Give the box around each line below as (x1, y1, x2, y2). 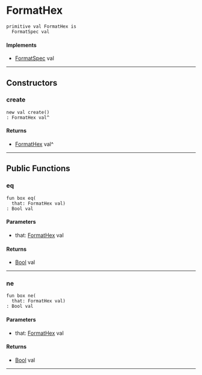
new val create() (6, 109, 50, 115)
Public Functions (6, 163, 70, 174)
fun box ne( (6, 293, 36, 299)
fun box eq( (6, 195, 36, 201)
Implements (6, 41, 37, 49)
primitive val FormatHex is (6, 23, 77, 29)
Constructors (6, 77, 58, 88)
